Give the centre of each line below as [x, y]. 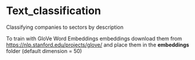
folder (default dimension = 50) [44, 51]
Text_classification [54, 11]
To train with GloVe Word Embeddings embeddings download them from [94, 38]
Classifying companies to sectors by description [65, 27]
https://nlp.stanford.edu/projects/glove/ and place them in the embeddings [98, 45]
